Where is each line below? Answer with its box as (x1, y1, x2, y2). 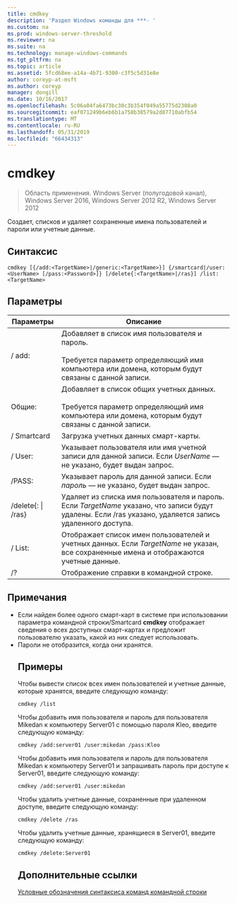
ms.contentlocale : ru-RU (7, 121, 80, 129)
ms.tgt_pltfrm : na (7, 56, 61, 64)
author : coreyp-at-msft (7, 76, 78, 83)
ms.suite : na (7, 43, 46, 50)
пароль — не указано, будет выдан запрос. (61, 480, 210, 490)
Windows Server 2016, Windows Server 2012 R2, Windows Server (24, 196, 217, 205)
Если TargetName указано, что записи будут (61, 501, 214, 510)
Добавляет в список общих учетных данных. (61, 384, 216, 394)
